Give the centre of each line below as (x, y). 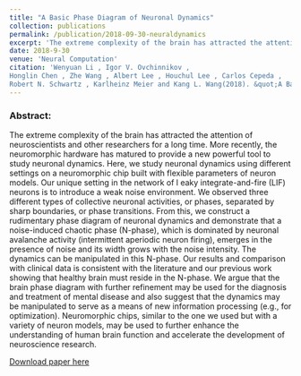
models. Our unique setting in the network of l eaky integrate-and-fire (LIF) (148, 182)
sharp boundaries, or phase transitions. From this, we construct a (130, 210)
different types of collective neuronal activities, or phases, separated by (142, 201)
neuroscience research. (53, 344)
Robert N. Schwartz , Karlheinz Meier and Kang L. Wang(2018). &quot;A (146, 84)
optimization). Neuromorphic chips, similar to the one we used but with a (143, 315)
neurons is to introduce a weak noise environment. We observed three (139, 192)
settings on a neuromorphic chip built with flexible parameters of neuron (143, 173)
